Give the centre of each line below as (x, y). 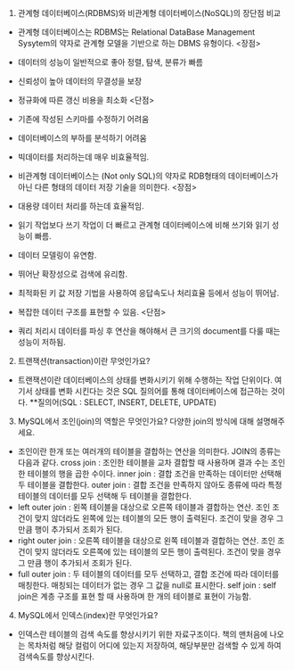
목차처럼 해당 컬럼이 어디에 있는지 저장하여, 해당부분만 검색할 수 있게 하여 (155, 645)
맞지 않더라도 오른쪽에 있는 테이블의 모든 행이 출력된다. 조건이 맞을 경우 (158, 552)
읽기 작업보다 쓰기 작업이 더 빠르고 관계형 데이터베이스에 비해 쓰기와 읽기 (143, 225)
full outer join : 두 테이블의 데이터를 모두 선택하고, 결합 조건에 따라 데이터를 (148, 574)
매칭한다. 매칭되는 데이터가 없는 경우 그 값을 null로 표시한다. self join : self (147, 585)
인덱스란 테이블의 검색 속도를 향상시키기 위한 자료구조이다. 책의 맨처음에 (143, 634)
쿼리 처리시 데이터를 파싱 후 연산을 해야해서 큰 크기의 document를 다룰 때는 (149, 331)
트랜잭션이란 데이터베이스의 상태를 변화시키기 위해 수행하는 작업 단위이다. (145, 380)
